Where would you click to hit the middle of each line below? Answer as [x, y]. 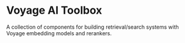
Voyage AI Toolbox [54, 10]
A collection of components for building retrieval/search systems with [92, 27]
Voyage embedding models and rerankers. [59, 33]
